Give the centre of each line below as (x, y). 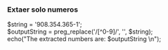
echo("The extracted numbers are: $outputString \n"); (84, 39)
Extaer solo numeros (43, 10)
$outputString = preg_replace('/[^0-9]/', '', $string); (80, 32)
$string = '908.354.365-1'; (45, 25)
